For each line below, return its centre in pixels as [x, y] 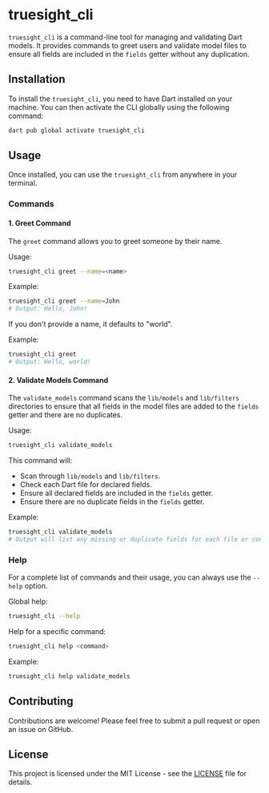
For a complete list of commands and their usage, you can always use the [130, 577]
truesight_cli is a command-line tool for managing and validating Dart [125, 37]
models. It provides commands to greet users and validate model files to [127, 45]
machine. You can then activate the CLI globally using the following [119, 107]
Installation [37, 79]
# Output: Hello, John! [48, 309]
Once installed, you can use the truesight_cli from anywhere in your [123, 175]
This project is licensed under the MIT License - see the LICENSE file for [127, 774]
